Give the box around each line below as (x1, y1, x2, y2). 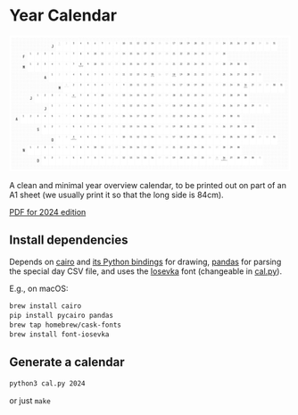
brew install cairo (9, 301, 82, 311)
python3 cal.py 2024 (9, 379, 87, 388)
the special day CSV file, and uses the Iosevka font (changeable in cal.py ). (9, 265, 283, 277)
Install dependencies (9, 233, 128, 248)
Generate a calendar (9, 354, 125, 369)
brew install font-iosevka (9, 329, 110, 339)
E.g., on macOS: (9, 283, 69, 294)
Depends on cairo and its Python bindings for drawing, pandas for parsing (9, 256, 282, 267)
